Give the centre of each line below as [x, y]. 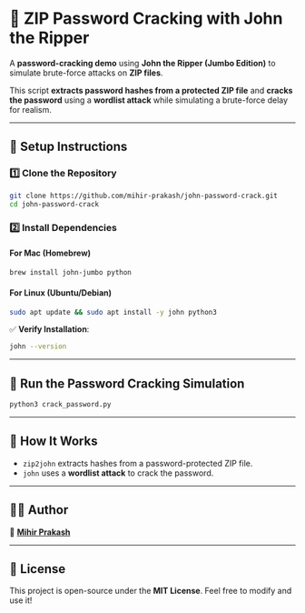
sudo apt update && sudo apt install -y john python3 [113, 312]
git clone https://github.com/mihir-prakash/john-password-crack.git [144, 196]
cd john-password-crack [54, 204]
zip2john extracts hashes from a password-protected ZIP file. [138, 463]
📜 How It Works [54, 442]
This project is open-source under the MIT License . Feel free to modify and [151, 591]
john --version [38, 347]
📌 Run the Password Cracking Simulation [127, 383]
